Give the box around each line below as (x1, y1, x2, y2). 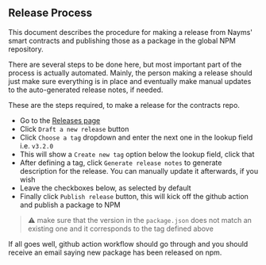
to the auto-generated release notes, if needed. (8, 85, 164, 94)
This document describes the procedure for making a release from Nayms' (8, 27, 253, 36)
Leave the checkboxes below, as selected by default (19, 182, 192, 193)
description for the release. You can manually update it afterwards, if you (19, 166, 259, 175)
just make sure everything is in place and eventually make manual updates (8, 76, 252, 86)
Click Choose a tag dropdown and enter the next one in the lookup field (19, 132, 253, 142)
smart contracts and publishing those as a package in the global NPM (8, 36, 236, 45)
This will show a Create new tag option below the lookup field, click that (19, 149, 255, 159)
